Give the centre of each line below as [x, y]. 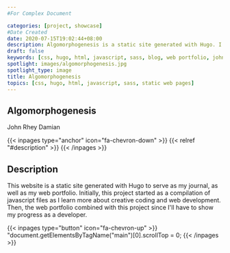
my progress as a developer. [47, 215]
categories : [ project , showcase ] [55, 26]
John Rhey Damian [34, 127]
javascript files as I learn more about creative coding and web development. [114, 200]
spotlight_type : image [39, 70]
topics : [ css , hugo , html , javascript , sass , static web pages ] [101, 83]
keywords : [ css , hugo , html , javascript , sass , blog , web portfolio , [108, 58]
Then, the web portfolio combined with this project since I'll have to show [110, 207]
